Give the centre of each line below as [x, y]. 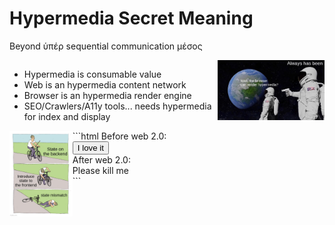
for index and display [67, 116]
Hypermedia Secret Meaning [131, 18]
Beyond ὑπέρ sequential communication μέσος [106, 46]
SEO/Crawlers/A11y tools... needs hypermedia [117, 106]
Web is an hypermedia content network [105, 84]
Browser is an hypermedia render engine [107, 95]
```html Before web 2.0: [119, 136]
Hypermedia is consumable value [92, 74]
